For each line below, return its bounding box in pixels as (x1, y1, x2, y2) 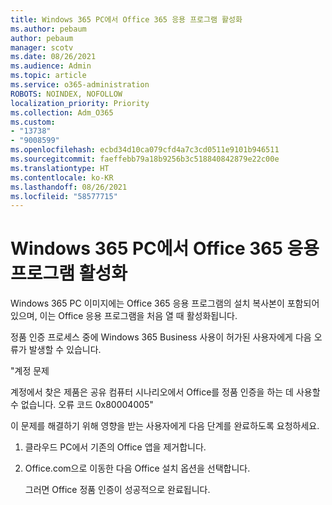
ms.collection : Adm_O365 (10, 107, 114, 118)
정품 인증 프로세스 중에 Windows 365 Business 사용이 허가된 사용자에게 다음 (10, 331, 312, 343)
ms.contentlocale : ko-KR (10, 172, 114, 183)
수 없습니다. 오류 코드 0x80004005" (10, 399, 154, 411)
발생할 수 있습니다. (28, 344, 102, 356)
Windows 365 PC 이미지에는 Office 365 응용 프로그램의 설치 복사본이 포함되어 (10, 297, 320, 310)
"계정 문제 (10, 365, 50, 377)
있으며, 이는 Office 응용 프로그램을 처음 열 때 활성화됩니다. (10, 310, 238, 322)
